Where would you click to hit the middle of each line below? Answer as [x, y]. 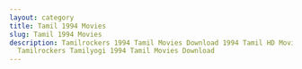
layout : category [42, 17]
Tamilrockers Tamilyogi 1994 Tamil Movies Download [116, 51]
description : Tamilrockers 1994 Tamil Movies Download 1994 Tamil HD [142, 43]
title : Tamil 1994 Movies [58, 26]
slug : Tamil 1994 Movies [56, 34]
